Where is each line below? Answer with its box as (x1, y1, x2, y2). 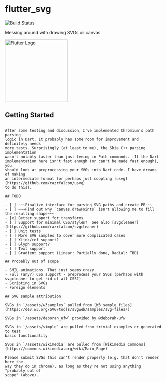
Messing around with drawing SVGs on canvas (5, 29, 101, 35)
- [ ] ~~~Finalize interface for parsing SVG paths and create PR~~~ (5, 202, 153, 207)
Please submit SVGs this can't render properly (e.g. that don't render (5, 355, 159, 360)
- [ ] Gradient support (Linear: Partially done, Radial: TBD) (5, 250, 139, 255)
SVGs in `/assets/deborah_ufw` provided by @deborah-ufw (5, 315, 126, 321)
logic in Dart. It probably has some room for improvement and (5, 137, 139, 142)
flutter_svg (5, 3, 51, 15)
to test (5, 329, 21, 334)
